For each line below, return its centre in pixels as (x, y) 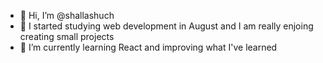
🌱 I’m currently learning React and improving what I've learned (148, 47)
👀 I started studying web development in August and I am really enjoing (166, 26)
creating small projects (67, 36)
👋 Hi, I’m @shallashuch (67, 15)
